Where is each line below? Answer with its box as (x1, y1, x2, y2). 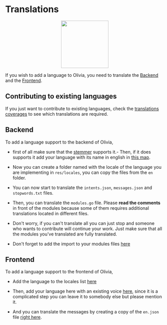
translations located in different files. (12, 210, 89, 216)
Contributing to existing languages (5, 92, 117, 101)
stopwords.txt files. (12, 190, 54, 196)
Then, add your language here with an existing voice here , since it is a (12, 288, 158, 294)
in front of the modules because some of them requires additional (12, 205, 149, 211)
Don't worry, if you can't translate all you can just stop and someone (12, 220, 155, 226)
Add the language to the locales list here (12, 278, 97, 285)
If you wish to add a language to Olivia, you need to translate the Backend (5, 72, 158, 78)
